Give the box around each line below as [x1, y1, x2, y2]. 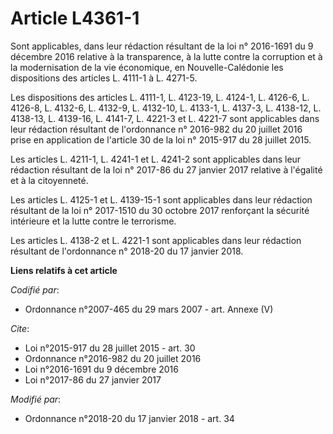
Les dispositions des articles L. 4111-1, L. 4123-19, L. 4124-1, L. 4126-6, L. [10, 91, 310, 103]
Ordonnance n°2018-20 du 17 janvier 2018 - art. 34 [24, 412, 235, 424]
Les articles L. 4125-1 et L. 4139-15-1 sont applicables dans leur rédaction [10, 193, 313, 206]
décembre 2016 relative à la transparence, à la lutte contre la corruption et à [10, 50, 323, 62]
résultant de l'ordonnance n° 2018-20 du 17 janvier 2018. [10, 245, 244, 257]
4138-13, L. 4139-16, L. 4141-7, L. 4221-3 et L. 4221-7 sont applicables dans [10, 112, 320, 124]
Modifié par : [10, 393, 62, 405]
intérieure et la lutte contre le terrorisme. [10, 215, 177, 227]
